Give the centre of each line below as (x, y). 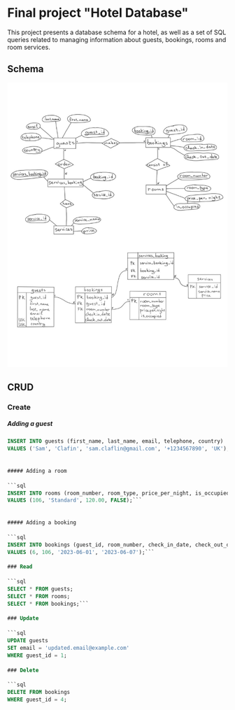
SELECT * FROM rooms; (39, 596)
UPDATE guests (28, 641)
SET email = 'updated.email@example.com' (69, 648)
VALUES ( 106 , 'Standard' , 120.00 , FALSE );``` (74, 500)
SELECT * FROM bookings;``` (48, 604)
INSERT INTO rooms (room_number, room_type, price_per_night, (100, 493)
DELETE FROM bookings (39, 693)
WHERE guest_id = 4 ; (37, 700)
